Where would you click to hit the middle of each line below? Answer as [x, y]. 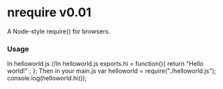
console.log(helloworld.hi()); [47, 78]
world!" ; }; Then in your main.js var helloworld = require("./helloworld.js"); [111, 71]
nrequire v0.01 [49, 13]
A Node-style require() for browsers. [59, 31]
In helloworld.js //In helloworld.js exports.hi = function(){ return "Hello [105, 64]
